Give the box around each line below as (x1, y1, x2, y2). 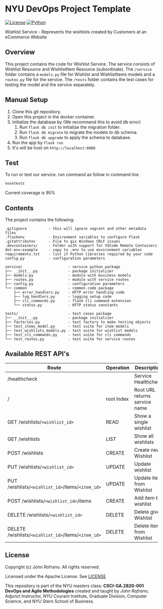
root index (106, 395, 129, 402)
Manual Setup (5, 96, 49, 104)
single (134, 419, 148, 425)
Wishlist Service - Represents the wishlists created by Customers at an (5, 29, 147, 34)
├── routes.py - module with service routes (5, 277, 130, 282)
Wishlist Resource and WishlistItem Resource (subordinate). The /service (5, 66, 152, 72)
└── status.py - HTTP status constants (14, 303, 118, 308)
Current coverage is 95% (5, 190, 56, 196)
